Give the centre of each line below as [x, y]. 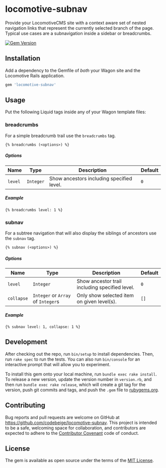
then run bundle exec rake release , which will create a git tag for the [75, 384]
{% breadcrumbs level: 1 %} [34, 210]
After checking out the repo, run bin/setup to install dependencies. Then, [80, 354]
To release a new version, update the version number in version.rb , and [79, 379]
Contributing [25, 405]
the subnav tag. [20, 238]
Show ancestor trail [99, 281]
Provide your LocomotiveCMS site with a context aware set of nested [76, 23]
